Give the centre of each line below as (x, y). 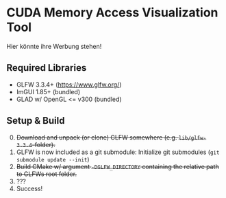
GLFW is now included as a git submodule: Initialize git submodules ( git (118, 152)
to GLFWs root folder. (46, 174)
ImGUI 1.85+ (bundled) (48, 91)
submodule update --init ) (53, 159)
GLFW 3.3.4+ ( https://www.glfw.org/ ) (69, 85)
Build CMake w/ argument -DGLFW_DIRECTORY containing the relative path (118, 166)
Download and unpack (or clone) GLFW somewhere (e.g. (97, 137)
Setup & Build (36, 121)
